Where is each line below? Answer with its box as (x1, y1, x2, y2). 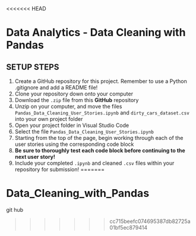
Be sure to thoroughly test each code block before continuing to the (14, 147, 185, 154)
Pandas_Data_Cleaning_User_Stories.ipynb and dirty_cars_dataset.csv (14, 109, 190, 116)
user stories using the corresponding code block (14, 141, 134, 148)
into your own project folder (14, 116, 83, 122)
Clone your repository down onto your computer (14, 90, 134, 97)
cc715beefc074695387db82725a (109, 218, 191, 225)
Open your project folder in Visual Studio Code (14, 122, 129, 129)
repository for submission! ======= (14, 166, 105, 173)
